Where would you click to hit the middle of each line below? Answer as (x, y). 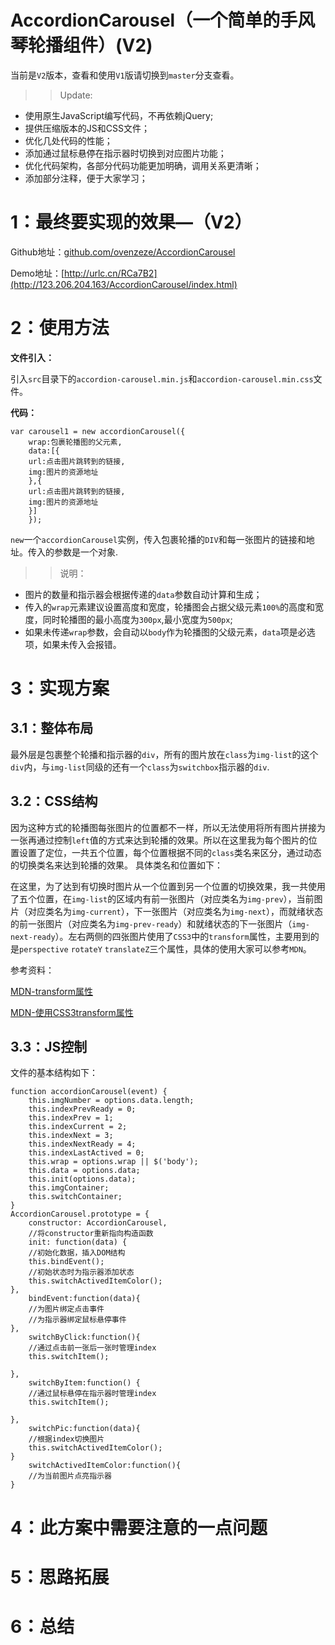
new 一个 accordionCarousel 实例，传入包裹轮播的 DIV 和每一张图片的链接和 (158, 539)
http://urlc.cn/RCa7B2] (111, 273)
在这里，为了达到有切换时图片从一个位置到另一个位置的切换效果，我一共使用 (168, 886)
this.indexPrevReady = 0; (82, 1109)
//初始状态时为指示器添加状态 (81, 1272)
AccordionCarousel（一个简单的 (145, 20)
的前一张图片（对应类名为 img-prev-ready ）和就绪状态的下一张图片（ (151, 923)
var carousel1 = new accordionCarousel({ (98, 431)
